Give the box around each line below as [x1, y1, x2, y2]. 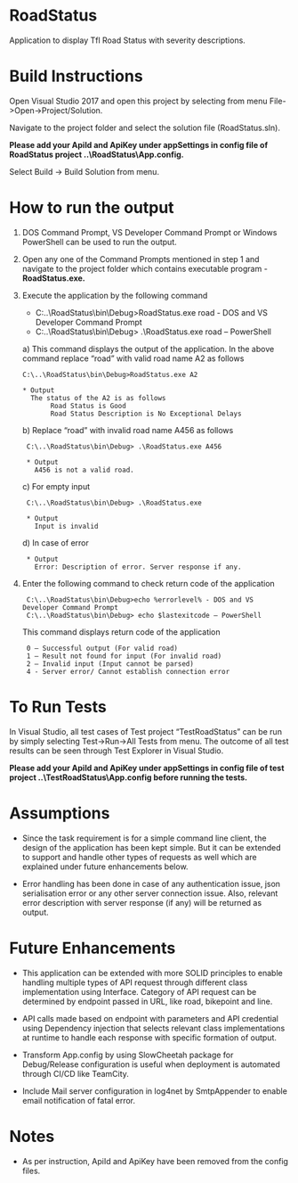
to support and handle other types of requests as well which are [21, 851, 257, 862]
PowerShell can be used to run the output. [21, 236, 178, 247]
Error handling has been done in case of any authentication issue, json [21, 878, 281, 889]
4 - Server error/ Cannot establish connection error [26, 667, 230, 676]
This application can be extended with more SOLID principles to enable [21, 967, 283, 978]
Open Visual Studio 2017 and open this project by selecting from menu [9, 95, 269, 106]
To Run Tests [9, 697, 107, 717]
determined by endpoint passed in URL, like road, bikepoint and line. [21, 996, 273, 1006]
